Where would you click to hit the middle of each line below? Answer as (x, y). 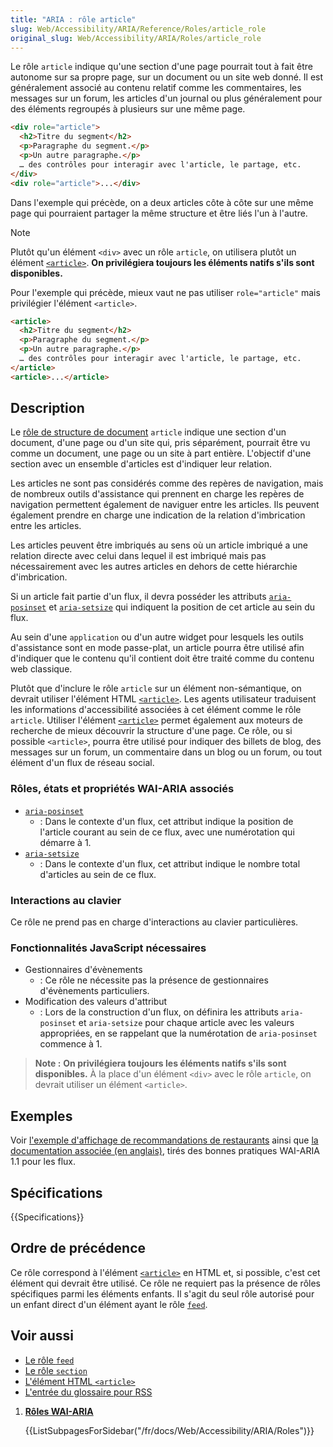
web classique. (41, 669)
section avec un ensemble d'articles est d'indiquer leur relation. (141, 464)
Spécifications (56, 1192)
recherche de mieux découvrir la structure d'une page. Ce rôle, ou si (151, 731)
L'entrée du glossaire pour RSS (88, 1392)
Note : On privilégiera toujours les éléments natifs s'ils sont (160, 1063)
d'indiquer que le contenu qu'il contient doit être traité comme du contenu (162, 658)
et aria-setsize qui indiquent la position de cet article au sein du (182, 607)
